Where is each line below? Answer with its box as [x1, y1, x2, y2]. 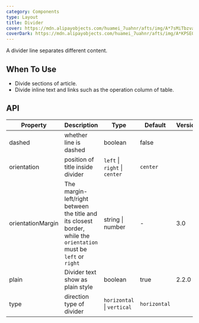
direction [64, 292, 89, 300]
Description [64, 121, 98, 129]
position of [64, 155, 94, 164]
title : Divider [6, 20, 44, 25]
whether [64, 131, 88, 139]
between [64, 202, 89, 210]
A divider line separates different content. [6, 47, 108, 54]
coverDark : [6, 31, 33, 37]
